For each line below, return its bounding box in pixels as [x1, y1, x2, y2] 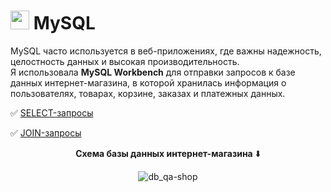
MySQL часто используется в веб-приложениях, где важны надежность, [10, 45, 322, 57]
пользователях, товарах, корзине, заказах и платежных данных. [10, 87, 286, 99]
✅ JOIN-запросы [10, 126, 82, 139]
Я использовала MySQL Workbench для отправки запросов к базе [10, 66, 296, 78]
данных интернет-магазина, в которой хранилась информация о [10, 76, 287, 89]
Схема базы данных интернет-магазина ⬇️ [75, 147, 261, 159]
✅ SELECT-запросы [10, 106, 94, 119]
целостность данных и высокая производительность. [10, 55, 240, 67]
